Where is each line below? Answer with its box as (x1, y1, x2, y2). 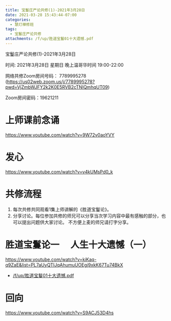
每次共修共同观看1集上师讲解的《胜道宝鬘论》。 (12, 206, 112, 212)
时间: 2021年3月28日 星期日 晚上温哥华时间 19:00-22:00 (5, 62, 124, 68)
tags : (5, 27, 17, 32)
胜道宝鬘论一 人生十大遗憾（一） (5, 239, 151, 251)
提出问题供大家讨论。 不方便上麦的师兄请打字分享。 (22, 219, 131, 225)
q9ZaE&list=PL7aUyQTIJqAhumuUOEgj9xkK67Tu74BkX (5, 261, 123, 268)
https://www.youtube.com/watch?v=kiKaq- (5, 256, 97, 262)
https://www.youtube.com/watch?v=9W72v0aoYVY (5, 131, 115, 138)
